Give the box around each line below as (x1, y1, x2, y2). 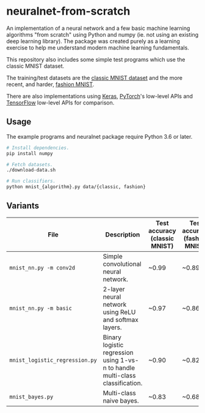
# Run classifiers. (6, 178, 56, 185)
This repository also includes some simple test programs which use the (6, 56, 185, 63)
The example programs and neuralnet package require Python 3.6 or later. (6, 133, 193, 140)
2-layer (103, 285, 125, 293)
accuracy (148, 226, 176, 235)
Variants (6, 200, 40, 211)
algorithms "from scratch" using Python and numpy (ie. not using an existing (6, 31, 199, 38)
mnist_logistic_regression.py (9, 356, 98, 364)
